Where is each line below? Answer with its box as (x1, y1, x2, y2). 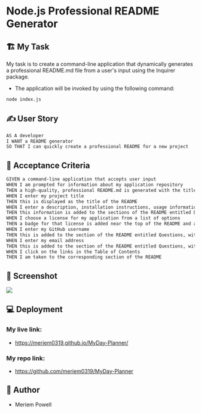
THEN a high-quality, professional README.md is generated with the (6, 187, 181, 193)
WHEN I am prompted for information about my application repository (6, 182, 184, 188)
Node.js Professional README (6, 4, 160, 18)
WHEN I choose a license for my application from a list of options (6, 215, 181, 221)
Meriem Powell (14, 400, 52, 408)
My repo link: (6, 354, 45, 362)
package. (6, 73, 29, 80)
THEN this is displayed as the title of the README (6, 198, 138, 204)
